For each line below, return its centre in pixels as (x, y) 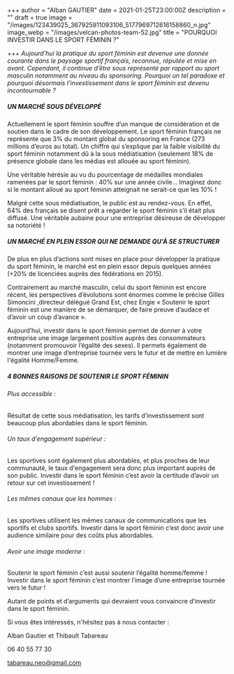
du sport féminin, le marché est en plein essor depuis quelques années (109, 266)
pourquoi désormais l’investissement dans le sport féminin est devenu (108, 83)
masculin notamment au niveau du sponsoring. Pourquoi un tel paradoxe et (116, 75)
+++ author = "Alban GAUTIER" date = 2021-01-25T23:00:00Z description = (117, 10)
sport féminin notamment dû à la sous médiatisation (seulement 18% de (110, 154)
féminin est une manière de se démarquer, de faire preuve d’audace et (108, 309)
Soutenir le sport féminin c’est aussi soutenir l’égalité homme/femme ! (107, 573)
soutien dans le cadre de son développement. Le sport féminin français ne (114, 131)
